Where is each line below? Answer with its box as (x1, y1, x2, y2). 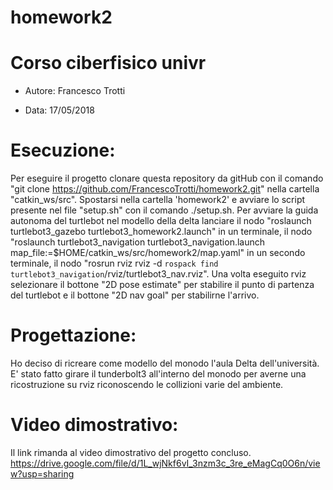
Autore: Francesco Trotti (24, 85, 126, 97)
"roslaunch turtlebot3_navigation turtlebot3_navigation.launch (10, 236, 266, 248)
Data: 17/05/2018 (24, 104, 95, 116)
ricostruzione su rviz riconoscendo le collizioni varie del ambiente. (10, 379, 284, 390)
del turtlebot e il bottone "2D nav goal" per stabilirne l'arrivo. (10, 289, 260, 301)
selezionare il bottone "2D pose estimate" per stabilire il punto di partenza (10, 279, 315, 291)
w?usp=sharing (10, 467, 75, 480)
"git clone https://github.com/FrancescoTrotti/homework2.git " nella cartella (10, 183, 320, 195)
